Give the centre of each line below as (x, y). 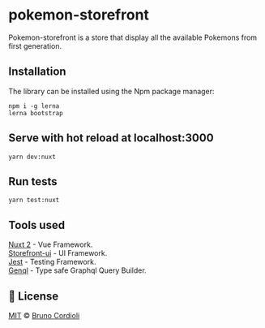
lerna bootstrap (36, 113)
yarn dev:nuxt (32, 157)
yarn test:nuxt (34, 201)
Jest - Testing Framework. (52, 262)
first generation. (35, 45)
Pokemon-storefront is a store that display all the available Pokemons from (133, 37)
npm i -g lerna (34, 106)
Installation (37, 72)
